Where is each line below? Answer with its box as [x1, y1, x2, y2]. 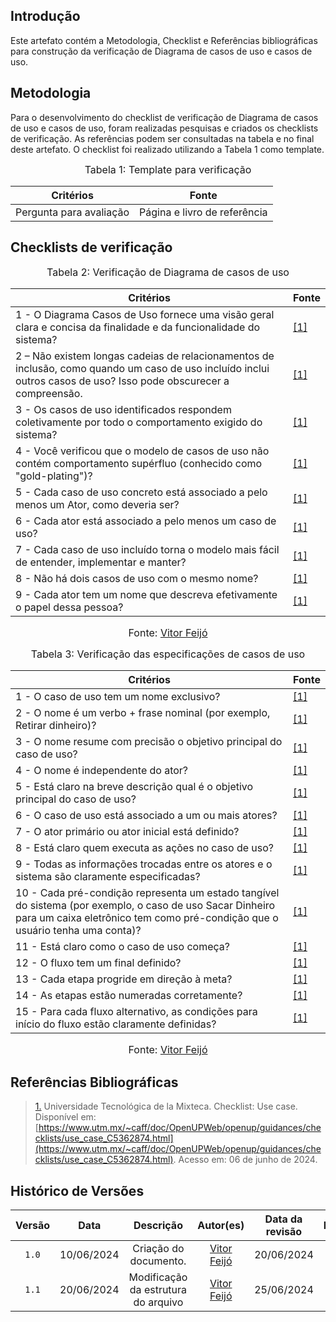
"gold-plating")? [15, 469, 93, 483]
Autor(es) [197, 1219, 245, 1233]
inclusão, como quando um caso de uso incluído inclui [15, 362, 270, 376]
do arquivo [133, 1295, 184, 1309]
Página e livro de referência [139, 205, 268, 219]
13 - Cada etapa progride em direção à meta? [15, 972, 233, 986]
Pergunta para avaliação [15, 205, 130, 219]
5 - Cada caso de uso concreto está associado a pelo [15, 485, 268, 499]
